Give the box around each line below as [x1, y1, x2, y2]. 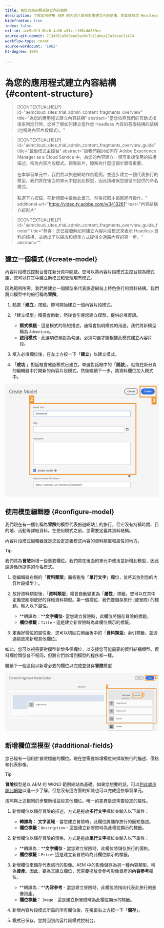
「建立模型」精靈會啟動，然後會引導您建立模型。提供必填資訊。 [12, 312, 141, 318]
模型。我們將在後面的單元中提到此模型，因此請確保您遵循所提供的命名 [17, 178, 159, 184]
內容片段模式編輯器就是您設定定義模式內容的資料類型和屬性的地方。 [5, 538, 142, 544]
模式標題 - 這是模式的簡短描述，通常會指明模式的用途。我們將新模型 [19, 323, 157, 329]
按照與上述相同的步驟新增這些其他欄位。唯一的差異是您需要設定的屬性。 [5, 798, 150, 804]
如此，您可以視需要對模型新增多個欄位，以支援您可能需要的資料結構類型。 [5, 646, 155, 652]
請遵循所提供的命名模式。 [5, 564, 57, 570]
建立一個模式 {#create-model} [5, 255, 98, 263]
